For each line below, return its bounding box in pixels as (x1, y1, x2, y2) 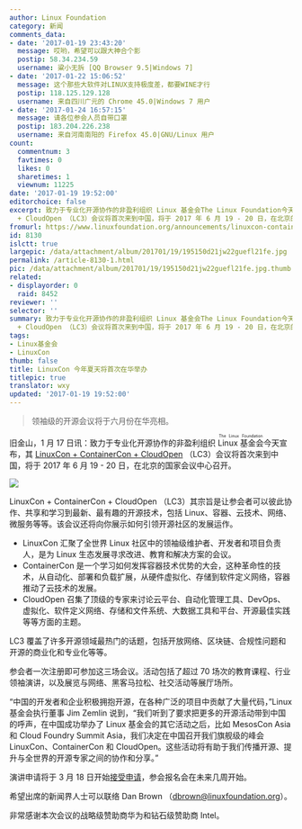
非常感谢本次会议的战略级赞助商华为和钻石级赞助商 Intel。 (9, 810, 225, 820)
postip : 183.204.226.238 (17, 122, 111, 131)
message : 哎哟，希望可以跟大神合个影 (17, 47, 141, 56)
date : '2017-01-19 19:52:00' (9, 189, 119, 198)
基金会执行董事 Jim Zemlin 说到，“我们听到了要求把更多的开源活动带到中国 (9, 707, 286, 718)
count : (9, 139, 34, 148)
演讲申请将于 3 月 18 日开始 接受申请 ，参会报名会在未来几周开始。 (9, 771, 252, 782)
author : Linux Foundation (9, 13, 106, 23)
